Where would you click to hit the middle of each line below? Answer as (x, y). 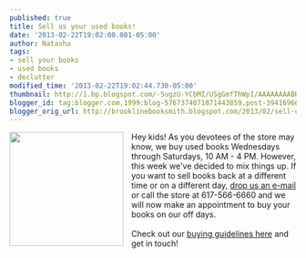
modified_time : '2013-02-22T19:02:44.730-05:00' (103, 86)
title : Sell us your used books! (73, 26)
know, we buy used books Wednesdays (206, 147)
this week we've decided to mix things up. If (214, 166)
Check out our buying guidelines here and (210, 234)
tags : (20, 52)
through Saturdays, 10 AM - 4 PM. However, (214, 157)
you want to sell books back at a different (209, 176)
